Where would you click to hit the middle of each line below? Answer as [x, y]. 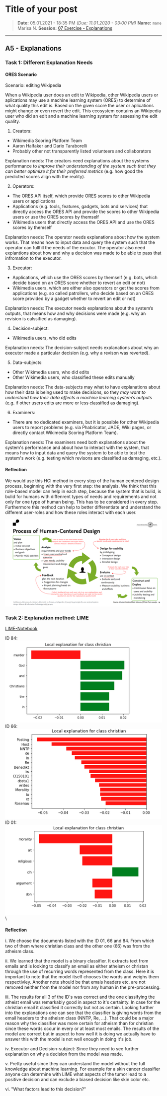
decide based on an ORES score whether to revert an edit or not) [79, 283]
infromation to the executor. [34, 258]
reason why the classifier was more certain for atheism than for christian [80, 1023]
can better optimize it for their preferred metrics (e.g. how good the [74, 171]
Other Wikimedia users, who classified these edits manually [74, 377]
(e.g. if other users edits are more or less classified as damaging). [73, 403]
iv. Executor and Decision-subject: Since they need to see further [72, 1049]
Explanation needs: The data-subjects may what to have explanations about [83, 387]
